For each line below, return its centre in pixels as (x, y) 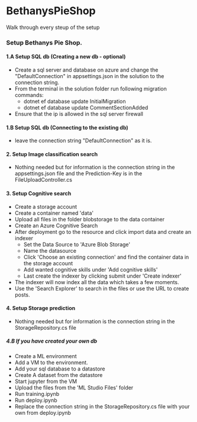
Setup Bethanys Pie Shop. (44, 43)
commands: (29, 95)
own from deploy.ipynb (43, 413)
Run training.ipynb (37, 394)
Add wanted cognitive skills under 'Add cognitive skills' (91, 269)
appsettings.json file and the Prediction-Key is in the (78, 173)
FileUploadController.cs (43, 180)
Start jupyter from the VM (46, 381)
